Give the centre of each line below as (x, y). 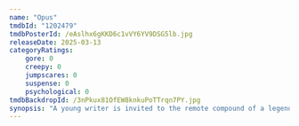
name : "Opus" (33, 17)
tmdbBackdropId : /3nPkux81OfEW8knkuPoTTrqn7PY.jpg (105, 100)
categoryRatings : (41, 51)
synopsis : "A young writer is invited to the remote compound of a (137, 108)
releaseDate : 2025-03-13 (55, 42)
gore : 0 (39, 59)
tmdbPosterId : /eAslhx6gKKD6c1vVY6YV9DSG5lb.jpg (101, 34)
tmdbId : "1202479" (43, 26)
